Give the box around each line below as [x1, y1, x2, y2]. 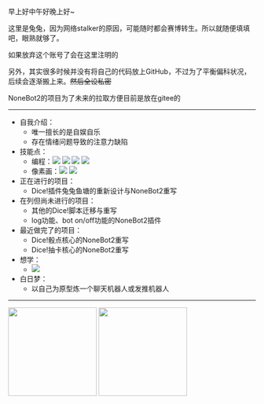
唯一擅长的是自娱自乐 [31, 127, 101, 136]
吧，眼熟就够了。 [8, 34, 64, 42]
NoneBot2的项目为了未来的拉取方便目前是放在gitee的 [8, 94, 181, 102]
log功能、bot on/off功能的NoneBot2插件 [31, 215, 162, 225]
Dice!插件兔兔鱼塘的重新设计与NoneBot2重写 [31, 186, 178, 195]
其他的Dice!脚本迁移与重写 [31, 206, 118, 215]
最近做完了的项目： [19, 226, 82, 234]
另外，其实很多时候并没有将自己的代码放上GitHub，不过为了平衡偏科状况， [8, 67, 251, 76]
